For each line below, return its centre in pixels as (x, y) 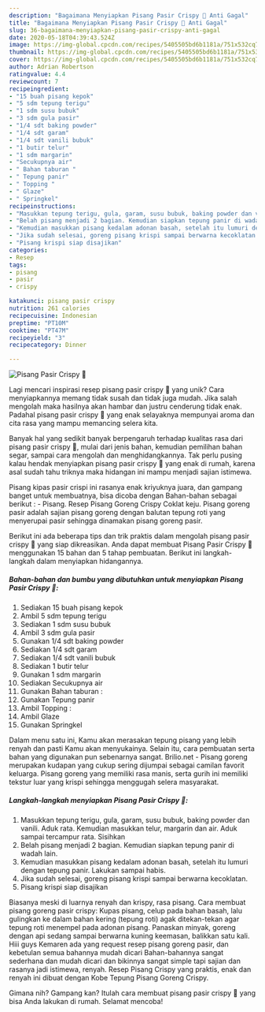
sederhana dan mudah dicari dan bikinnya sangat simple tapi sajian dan (125, 961)
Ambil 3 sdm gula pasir (57, 633)
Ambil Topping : (46, 708)
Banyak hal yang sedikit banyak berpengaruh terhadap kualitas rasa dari (126, 439)
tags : (18, 265)
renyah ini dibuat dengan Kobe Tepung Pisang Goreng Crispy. (109, 978)
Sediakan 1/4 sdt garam (59, 650)
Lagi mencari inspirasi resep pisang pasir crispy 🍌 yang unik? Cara (117, 390)
